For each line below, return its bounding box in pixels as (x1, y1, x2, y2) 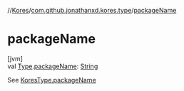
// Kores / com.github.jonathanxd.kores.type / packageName (7, 6, 177, 14)
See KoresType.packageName (7, 75, 96, 84)
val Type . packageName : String (7, 62, 98, 70)
